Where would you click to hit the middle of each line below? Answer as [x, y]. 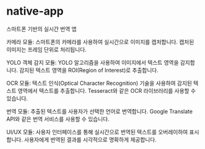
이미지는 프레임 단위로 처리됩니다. [47, 49]
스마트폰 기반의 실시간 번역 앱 [42, 29]
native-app [35, 11]
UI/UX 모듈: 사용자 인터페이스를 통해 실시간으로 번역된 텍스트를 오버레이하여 [97, 132]
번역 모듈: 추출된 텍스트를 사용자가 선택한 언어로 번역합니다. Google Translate [99, 111]
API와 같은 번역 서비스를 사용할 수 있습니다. [58, 119]
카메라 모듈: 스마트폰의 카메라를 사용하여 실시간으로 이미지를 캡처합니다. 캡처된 [100, 42]
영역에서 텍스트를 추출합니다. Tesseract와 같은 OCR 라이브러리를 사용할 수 [106, 90]
